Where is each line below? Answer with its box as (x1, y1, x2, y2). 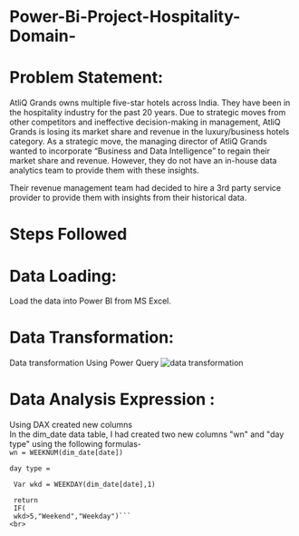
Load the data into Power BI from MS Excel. (9, 295, 172, 306)
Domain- (9, 25, 77, 46)
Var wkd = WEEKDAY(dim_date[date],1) (13, 480, 156, 490)
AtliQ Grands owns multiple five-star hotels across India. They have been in (9, 97, 291, 108)
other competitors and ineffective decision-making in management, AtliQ (9, 116, 281, 128)
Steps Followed (9, 224, 128, 244)
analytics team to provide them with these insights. (9, 165, 199, 176)
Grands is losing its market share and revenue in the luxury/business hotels (9, 126, 290, 137)
